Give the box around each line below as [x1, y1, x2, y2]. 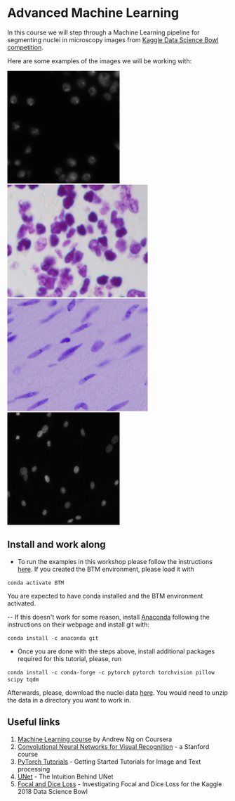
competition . [7, 43, 44, 51]
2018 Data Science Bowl [17, 787, 88, 795]
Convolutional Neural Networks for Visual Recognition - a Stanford [17, 742, 210, 750]
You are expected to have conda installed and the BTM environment [7, 591, 203, 600]
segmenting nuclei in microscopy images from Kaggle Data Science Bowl [7, 35, 219, 44]
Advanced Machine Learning [7, 5, 180, 21]
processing [17, 764, 51, 773]
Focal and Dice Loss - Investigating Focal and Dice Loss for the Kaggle [17, 779, 222, 788]
